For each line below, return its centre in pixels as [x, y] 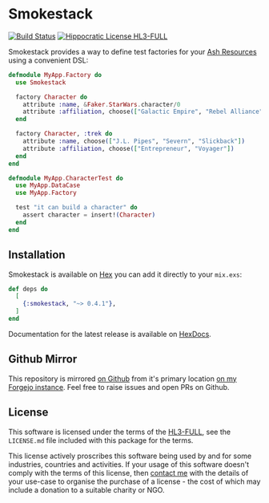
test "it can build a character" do [76, 208]
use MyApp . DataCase [48, 185]
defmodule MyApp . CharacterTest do [66, 178]
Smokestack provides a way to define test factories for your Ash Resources [133, 51]
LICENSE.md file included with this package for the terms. [101, 440]
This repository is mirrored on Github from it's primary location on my [123, 379]
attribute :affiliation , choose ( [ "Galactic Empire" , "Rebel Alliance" [143, 112]
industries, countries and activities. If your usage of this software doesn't [129, 464]
